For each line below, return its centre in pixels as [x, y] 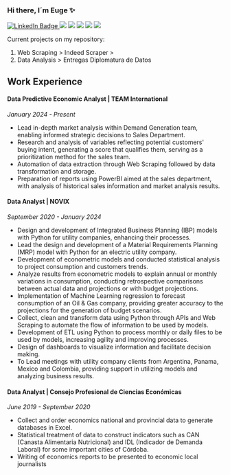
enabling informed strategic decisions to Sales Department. [101, 135]
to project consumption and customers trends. [83, 267]
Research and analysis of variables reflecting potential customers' [111, 142]
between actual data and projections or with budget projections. [108, 289]
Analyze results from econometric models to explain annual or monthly [117, 274]
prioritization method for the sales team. [74, 157]
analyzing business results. [56, 376]
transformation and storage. [57, 171]
